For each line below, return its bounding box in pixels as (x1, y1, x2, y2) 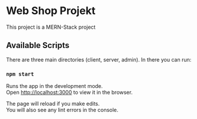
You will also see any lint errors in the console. (6, 107, 119, 114)
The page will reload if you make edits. (6, 100, 100, 107)
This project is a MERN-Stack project (6, 23, 96, 30)
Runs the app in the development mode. (6, 83, 103, 90)
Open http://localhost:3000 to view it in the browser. (6, 89, 133, 96)
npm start (6, 70, 34, 77)
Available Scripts (6, 40, 69, 50)
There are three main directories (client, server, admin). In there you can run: (6, 56, 192, 63)
